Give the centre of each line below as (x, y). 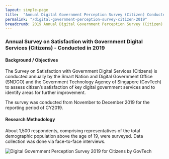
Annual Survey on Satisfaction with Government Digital (74, 42)
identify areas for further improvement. (46, 93)
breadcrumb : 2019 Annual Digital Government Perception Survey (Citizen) (84, 24)
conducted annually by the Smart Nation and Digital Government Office (79, 77)
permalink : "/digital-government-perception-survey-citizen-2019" (76, 19)
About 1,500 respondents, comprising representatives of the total (73, 130)
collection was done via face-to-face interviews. (55, 141)
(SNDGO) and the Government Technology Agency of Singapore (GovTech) (83, 82)
